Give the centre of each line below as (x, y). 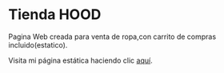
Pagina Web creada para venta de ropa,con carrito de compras (112, 36)
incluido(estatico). (38, 44)
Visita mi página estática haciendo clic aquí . (81, 60)
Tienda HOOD (55, 15)
